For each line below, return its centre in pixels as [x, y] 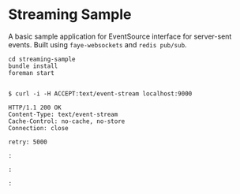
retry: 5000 [28, 142]
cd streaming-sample [42, 59]
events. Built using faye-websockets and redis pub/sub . [97, 44]
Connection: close [38, 128]
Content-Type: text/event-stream [63, 114]
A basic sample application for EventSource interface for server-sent [120, 36]
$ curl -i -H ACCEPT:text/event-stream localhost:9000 [100, 93]
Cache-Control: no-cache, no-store [67, 121]
